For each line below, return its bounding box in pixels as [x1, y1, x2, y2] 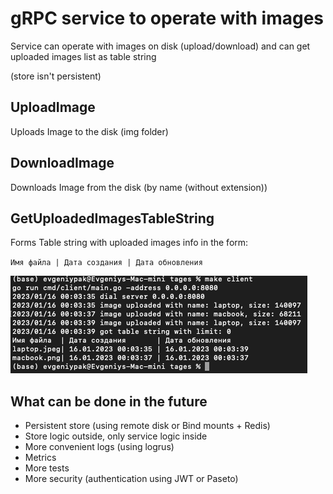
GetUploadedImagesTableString [10, 210, 215, 227]
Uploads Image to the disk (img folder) [10, 125, 169, 137]
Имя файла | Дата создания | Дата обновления [10, 258, 203, 268]
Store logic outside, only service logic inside [24, 430, 208, 442]
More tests [24, 462, 70, 474]
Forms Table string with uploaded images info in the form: [10, 237, 249, 249]
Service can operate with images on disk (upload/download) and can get [10, 40, 311, 52]
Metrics [24, 452, 57, 464]
